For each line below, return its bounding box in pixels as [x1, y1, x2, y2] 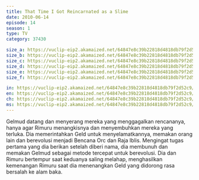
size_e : [6, 69, 25, 75]
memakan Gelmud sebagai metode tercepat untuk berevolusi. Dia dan [6, 149, 176, 156]
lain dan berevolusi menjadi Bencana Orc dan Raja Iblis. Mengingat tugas [6, 137, 184, 144]
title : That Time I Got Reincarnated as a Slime [6, 8, 129, 15]
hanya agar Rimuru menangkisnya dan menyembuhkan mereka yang [6, 124, 174, 131]
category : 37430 [6, 36, 46, 42]
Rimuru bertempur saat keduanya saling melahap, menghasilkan [6, 155, 163, 163]
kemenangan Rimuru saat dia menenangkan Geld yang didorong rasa [6, 162, 175, 169]
